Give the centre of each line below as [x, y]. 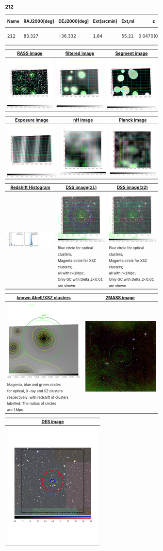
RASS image [30, 53]
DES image [53, 422]
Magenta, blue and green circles [34, 385]
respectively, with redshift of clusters [38, 397]
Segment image [131, 53]
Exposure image [32, 120]
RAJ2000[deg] [39, 21]
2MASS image [120, 297]
